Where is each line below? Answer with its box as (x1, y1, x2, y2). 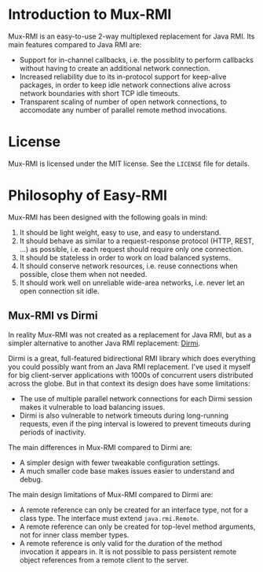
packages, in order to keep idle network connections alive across (19, 80, 231, 90)
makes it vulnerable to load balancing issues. (19, 402, 166, 411)
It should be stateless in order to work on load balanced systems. (19, 253, 232, 262)
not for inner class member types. (19, 530, 130, 540)
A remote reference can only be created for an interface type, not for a (19, 505, 249, 515)
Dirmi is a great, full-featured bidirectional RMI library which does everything (8, 353, 256, 363)
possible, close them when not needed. (19, 269, 148, 279)
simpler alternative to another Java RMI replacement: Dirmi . (8, 338, 200, 348)
